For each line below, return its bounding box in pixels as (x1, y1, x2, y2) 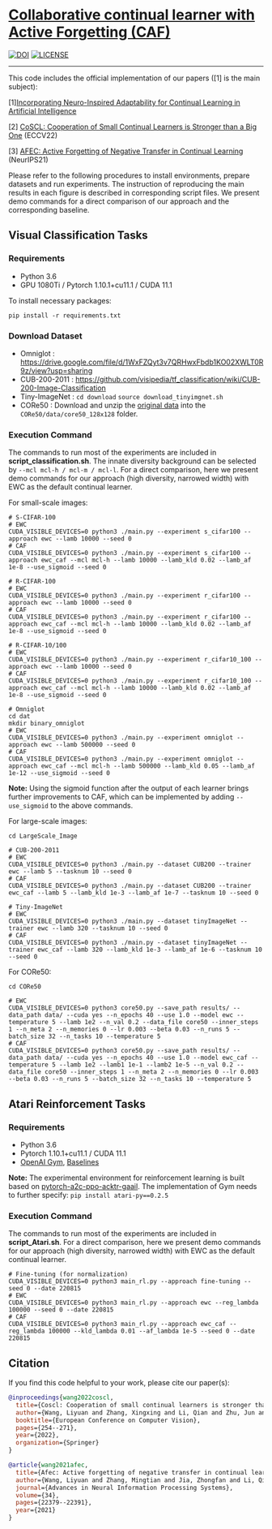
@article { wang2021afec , (8, 1461, 89, 1470)
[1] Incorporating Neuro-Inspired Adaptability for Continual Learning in (8, 97, 240, 107)
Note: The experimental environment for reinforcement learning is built (8, 1173, 245, 1182)
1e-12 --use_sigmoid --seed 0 (8, 769, 111, 777)
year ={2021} (15, 1506, 57, 1514)
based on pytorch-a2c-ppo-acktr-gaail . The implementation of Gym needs (8, 1181, 257, 1191)
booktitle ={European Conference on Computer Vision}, (15, 1416, 201, 1424)
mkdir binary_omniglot (8, 720, 85, 728)
